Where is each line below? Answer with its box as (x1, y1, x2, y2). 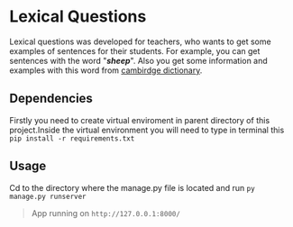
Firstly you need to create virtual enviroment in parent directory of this (9, 114, 270, 125)
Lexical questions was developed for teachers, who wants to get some (9, 36, 272, 47)
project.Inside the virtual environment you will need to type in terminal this (9, 124, 285, 135)
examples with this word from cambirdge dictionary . (9, 65, 203, 76)
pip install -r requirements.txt (9, 133, 135, 143)
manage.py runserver (9, 192, 87, 201)
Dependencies (9, 91, 93, 106)
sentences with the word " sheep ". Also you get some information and (9, 55, 268, 66)
